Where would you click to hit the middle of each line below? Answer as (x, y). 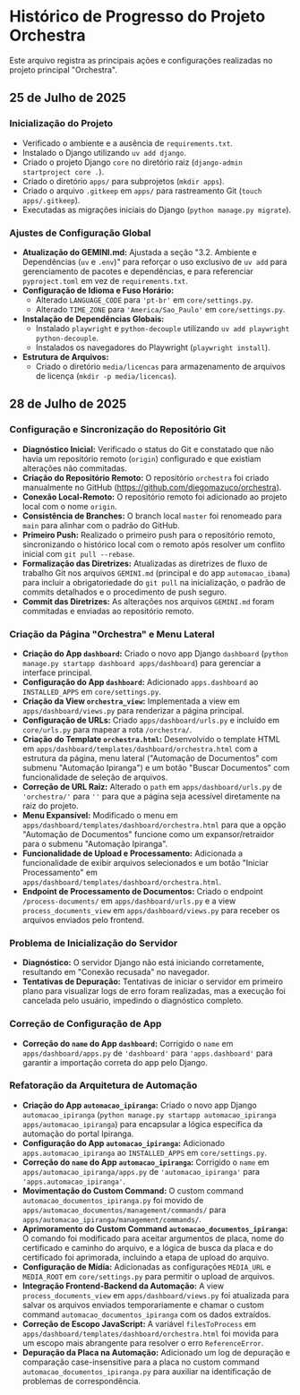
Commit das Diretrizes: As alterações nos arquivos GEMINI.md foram (148, 601)
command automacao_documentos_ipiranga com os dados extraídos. (146, 1314)
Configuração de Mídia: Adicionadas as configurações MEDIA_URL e (146, 1267)
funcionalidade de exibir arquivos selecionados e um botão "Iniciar (145, 862)
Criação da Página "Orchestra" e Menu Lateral (112, 634)
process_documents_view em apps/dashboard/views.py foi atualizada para (155, 1295)
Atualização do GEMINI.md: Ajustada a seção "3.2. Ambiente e (139, 252)
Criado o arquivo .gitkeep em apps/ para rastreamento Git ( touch (142, 191)
